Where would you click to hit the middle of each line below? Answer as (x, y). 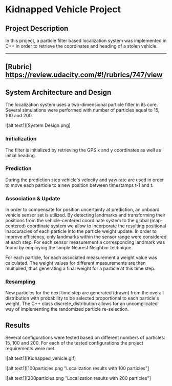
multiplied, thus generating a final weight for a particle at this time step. (80, 269)
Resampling (20, 282)
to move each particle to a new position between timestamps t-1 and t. (79, 185)
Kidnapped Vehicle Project (63, 9)
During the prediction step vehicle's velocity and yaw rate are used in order (85, 180)
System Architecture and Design (58, 92)
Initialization (21, 139)
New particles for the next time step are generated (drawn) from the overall (84, 293)
